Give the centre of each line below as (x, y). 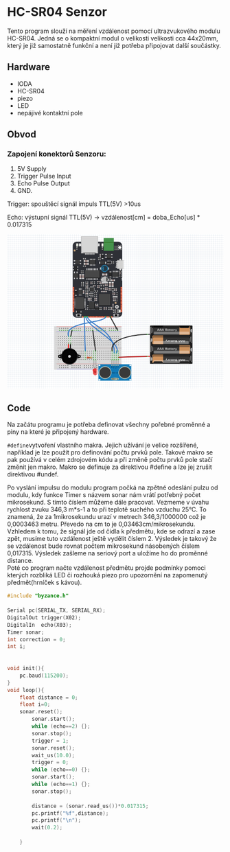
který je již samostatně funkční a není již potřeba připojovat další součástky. (114, 45)
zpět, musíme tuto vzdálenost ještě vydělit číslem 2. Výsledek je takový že (112, 539)
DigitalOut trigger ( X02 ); (44, 618)
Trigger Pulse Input (44, 176)
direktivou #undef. (33, 474)
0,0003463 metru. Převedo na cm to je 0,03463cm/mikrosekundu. (101, 524)
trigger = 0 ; (50, 763)
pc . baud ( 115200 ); (44, 676)
